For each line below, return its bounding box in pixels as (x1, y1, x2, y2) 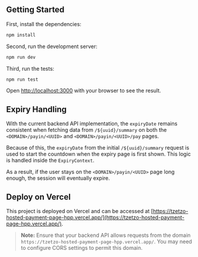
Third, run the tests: (6, 65, 55, 72)
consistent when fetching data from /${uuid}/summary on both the (6, 126, 167, 134)
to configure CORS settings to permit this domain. (20, 245, 143, 252)
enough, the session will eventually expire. (6, 174, 110, 182)
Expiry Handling (6, 104, 67, 115)
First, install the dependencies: (6, 20, 81, 27)
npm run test (6, 77, 39, 83)
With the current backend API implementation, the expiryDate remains (6, 120, 178, 127)
